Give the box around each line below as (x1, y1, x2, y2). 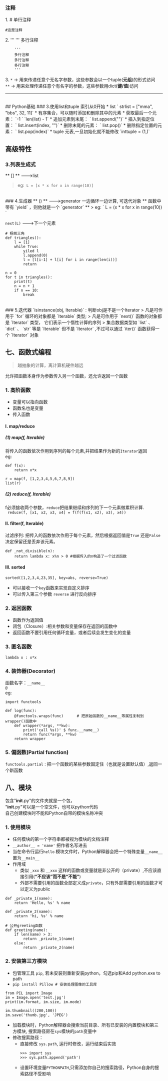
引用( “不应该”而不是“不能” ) (24, 873, 81, 879)
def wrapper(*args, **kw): (14, 723, 70, 728)
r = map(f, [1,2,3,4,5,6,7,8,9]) (5, 476, 75, 481)
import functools (5, 699, 41, 704)
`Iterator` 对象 (10, 331, 39, 338)
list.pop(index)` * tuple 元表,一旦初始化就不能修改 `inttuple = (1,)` (17, 128, 150, 134)
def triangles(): (5, 235, 41, 240)
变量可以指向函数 (12, 399, 48, 405)
